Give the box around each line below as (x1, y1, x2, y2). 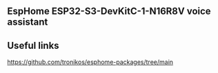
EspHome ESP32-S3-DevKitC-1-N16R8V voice (7, 6, 212, 17)
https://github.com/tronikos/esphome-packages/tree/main (7, 58, 174, 66)
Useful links (7, 39, 60, 51)
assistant (7, 17, 48, 28)
